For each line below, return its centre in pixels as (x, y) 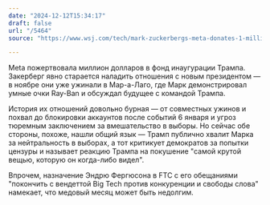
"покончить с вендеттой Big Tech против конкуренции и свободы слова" (133, 184)
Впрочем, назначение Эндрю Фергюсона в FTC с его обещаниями (123, 175)
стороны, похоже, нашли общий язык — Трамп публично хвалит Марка (131, 135)
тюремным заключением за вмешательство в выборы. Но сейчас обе (129, 126)
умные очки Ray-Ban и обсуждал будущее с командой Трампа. (117, 94)
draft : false (30, 23)
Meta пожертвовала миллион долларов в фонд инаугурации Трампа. (127, 68)
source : (21, 38)
